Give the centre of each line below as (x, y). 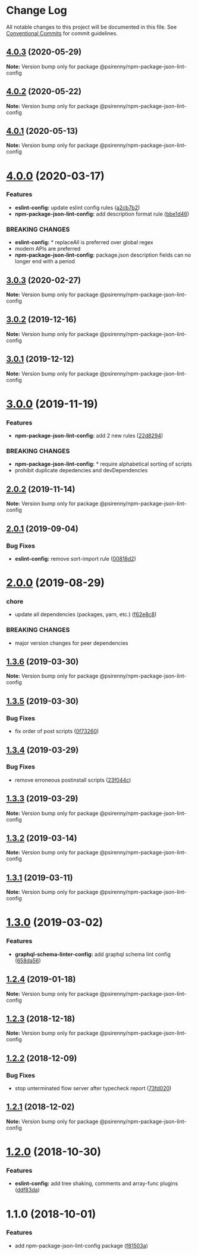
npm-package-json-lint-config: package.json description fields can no (103, 255)
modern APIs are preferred (48, 249)
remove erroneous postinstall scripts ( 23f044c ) (73, 780)
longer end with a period (45, 262)
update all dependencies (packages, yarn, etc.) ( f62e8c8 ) (86, 614)
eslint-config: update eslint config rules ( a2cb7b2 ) (77, 207)
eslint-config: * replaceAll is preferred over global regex (84, 242)
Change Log (37, 10)
